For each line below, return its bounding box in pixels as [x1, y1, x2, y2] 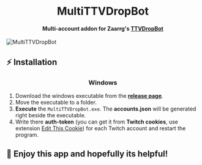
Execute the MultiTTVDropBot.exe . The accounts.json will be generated [15, 105, 196, 112]
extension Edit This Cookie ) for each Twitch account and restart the [15, 125, 186, 132]
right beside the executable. [15, 112, 86, 119]
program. [15, 131, 39, 139]
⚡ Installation [6, 57, 58, 67]
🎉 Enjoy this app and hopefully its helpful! [6, 148, 168, 159]
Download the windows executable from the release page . [15, 92, 163, 100]
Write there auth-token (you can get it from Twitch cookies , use [15, 118, 179, 126]
